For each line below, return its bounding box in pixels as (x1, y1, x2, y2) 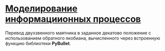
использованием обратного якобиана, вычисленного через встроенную (5, 35, 160, 41)
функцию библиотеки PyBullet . (5, 40, 71, 46)
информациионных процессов (5, 13, 141, 25)
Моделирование (5, 3, 77, 14)
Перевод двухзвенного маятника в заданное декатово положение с (5, 30, 151, 36)
